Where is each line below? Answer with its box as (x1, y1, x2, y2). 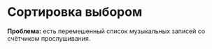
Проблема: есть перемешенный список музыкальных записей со (7, 27, 206, 35)
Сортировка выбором (7, 4, 143, 20)
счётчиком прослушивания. (7, 34, 91, 42)
